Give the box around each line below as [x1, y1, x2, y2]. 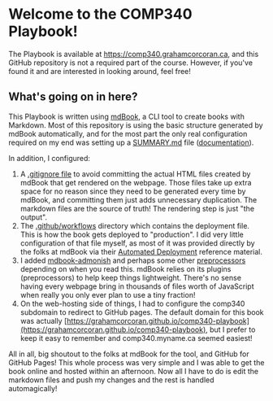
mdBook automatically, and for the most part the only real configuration [8, 129, 248, 138]
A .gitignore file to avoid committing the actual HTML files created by [19, 168, 251, 179]
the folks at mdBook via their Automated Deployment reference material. [19, 246, 262, 256]
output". [19, 212, 47, 222]
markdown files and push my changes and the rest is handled [8, 375, 214, 385]
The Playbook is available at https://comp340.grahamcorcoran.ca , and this [8, 49, 259, 59]
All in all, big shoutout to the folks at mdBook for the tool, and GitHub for [8, 349, 249, 359]
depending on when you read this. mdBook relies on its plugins [19, 264, 232, 273]
